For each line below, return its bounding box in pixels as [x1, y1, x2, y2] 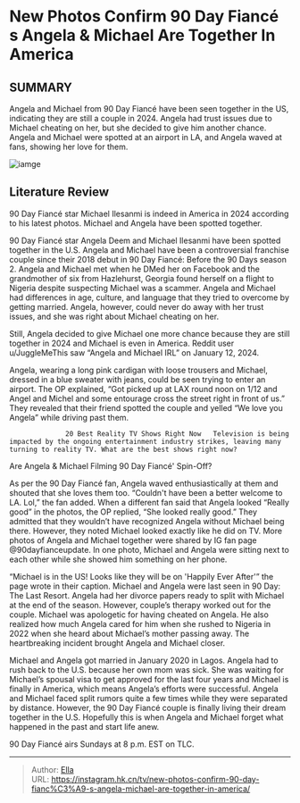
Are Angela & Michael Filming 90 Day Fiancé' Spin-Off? [9, 460, 212, 471]
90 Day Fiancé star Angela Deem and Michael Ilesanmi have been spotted [9, 235, 281, 246]
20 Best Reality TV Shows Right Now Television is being [65, 429, 290, 439]
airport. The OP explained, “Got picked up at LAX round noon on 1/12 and [9, 383, 279, 394]
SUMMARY [9, 79, 73, 95]
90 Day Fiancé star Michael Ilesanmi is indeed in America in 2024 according [9, 208, 289, 219]
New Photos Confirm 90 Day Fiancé [9, 6, 279, 27]
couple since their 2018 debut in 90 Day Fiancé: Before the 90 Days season [9, 254, 287, 264]
